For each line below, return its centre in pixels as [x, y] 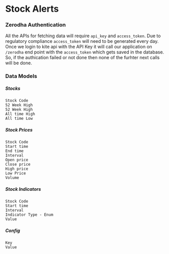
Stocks [13, 88]
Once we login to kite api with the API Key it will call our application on [79, 47]
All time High [20, 114]
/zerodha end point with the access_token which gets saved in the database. [85, 52]
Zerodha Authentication [36, 25]
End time [15, 151]
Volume [12, 178]
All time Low [19, 119]
